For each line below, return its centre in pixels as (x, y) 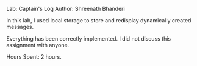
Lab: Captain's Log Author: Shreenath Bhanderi (66, 9)
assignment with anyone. (38, 45)
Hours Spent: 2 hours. (34, 57)
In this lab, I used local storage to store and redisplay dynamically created (99, 20)
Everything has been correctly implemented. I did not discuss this (89, 38)
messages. (20, 27)
